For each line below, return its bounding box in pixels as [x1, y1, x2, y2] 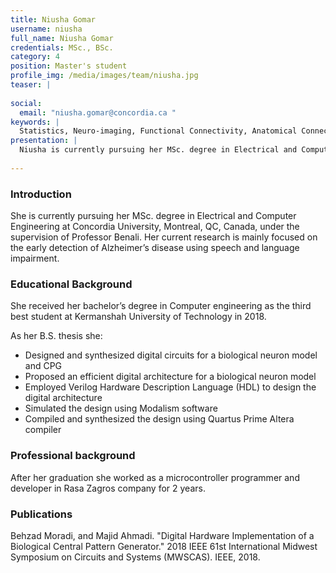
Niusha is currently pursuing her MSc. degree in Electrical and [19, 145, 298, 155]
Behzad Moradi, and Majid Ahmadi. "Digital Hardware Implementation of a [10, 529, 315, 541]
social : [10, 98, 43, 108]
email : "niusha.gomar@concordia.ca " [19, 107, 177, 118]
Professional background [10, 449, 136, 463]
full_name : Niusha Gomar [10, 33, 114, 43]
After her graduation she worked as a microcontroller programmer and [10, 471, 300, 483]
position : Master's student [10, 61, 128, 71]
